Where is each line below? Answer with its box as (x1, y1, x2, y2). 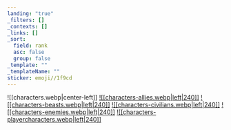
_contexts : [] (7, 23, 48, 30)
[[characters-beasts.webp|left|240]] (7, 101, 110, 109)
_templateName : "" (7, 68, 60, 75)
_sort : (7, 36, 26, 43)
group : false (13, 55, 51, 62)
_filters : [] (7, 17, 45, 24)
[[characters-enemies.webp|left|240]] (7, 108, 116, 116)
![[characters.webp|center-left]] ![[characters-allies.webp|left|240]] (7, 93, 200, 102)
